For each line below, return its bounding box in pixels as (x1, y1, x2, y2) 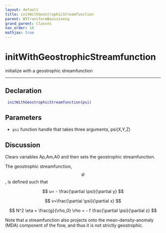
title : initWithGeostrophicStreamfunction (5, 12, 94, 17)
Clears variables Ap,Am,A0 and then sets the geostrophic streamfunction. (5, 154, 156, 160)
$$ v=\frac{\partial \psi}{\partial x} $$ (44, 198, 122, 204)
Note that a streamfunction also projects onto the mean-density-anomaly (5, 217, 154, 223)
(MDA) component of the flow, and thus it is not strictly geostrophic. (5, 223, 143, 229)
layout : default (5, 7, 39, 12)
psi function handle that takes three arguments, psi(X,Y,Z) (12, 126, 131, 132)
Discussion (5, 141, 41, 149)
